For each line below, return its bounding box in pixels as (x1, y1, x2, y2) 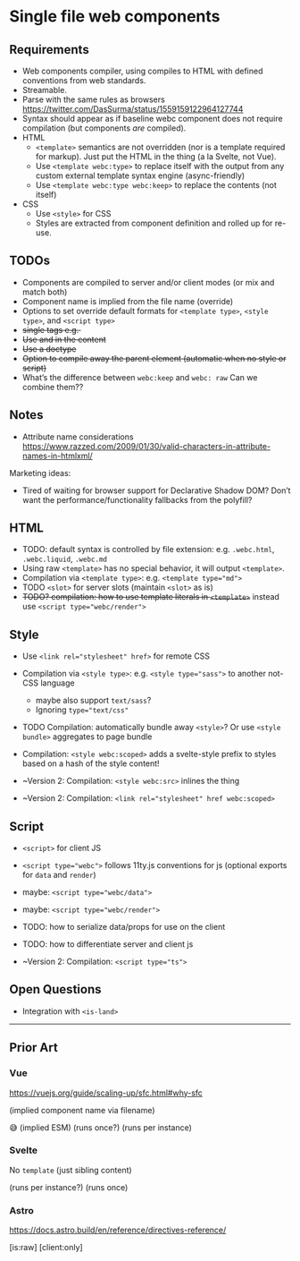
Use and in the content (21, 334, 107, 345)
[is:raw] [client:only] (9, 1242, 83, 1253)
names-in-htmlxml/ (21, 450, 94, 461)
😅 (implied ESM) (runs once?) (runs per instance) (9, 1121, 192, 1133)
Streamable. (21, 85, 67, 95)
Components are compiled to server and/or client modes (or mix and (21, 277, 275, 287)
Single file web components (9, 6, 221, 27)
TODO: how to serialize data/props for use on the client (21, 922, 226, 933)
